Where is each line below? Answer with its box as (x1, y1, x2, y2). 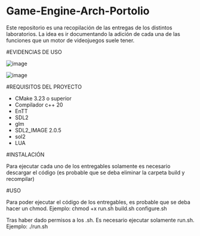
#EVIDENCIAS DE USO (6, 48, 62, 55)
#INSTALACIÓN (6, 151, 45, 158)
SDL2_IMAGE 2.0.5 (14, 126, 61, 134)
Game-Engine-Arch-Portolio (6, 4, 150, 18)
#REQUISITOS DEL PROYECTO (6, 83, 82, 90)
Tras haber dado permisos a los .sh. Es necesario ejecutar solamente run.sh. (6, 216, 195, 223)
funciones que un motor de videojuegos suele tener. (6, 37, 135, 44)
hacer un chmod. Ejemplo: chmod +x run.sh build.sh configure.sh (6, 205, 167, 212)
